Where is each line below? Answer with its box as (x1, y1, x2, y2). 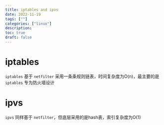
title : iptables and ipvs (5, 7, 58, 12)
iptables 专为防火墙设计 (5, 79, 55, 85)
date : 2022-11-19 (5, 12, 41, 17)
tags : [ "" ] (5, 16, 28, 21)
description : (5, 26, 32, 31)
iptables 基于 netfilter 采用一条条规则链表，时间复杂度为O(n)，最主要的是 (5, 73, 160, 79)
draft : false (5, 35, 32, 40)
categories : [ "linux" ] (5, 21, 52, 26)
